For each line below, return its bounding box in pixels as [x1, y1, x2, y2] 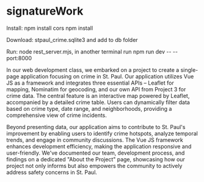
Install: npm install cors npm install [6, 24, 93, 32]
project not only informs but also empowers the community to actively [6, 162, 183, 169]
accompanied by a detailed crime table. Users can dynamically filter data [6, 99, 191, 106]
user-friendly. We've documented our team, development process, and [6, 149, 185, 156]
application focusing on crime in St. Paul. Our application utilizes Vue [20, 72, 194, 80]
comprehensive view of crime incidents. [6, 111, 107, 119]
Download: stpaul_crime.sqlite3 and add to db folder [6, 36, 139, 43]
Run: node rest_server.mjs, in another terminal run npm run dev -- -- [6, 47, 178, 55]
